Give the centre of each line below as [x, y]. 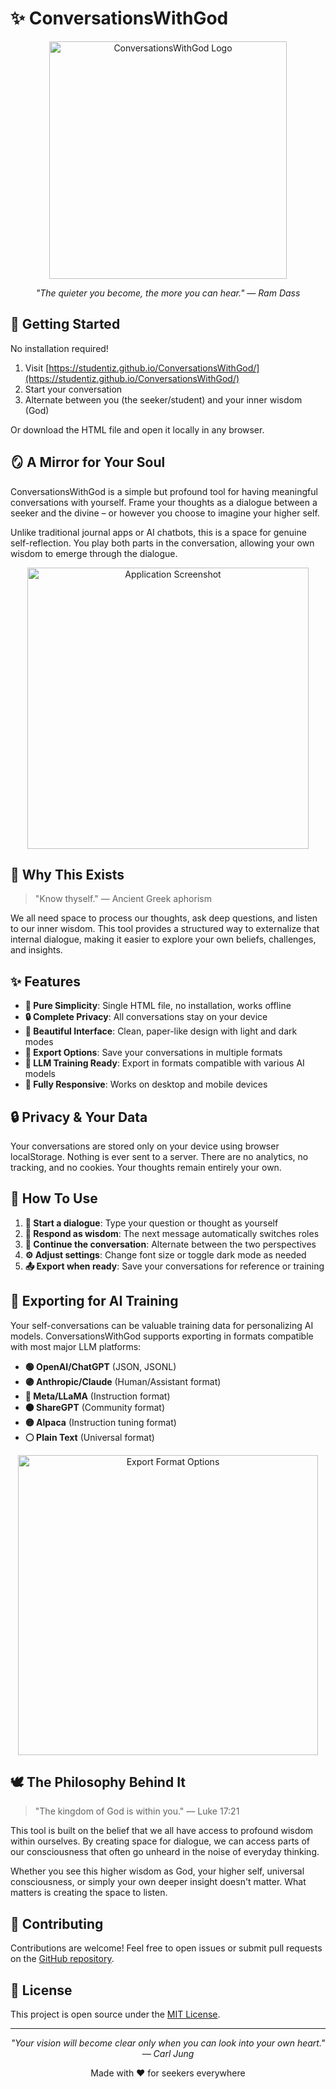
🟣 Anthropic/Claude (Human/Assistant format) [123, 1381]
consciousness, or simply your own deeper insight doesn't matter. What [158, 1882]
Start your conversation [73, 389]
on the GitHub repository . [62, 1959]
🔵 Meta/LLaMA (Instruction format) [97, 1396]
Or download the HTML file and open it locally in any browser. [137, 429]
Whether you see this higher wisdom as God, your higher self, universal [157, 1871]
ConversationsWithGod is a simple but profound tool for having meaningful [164, 491]
